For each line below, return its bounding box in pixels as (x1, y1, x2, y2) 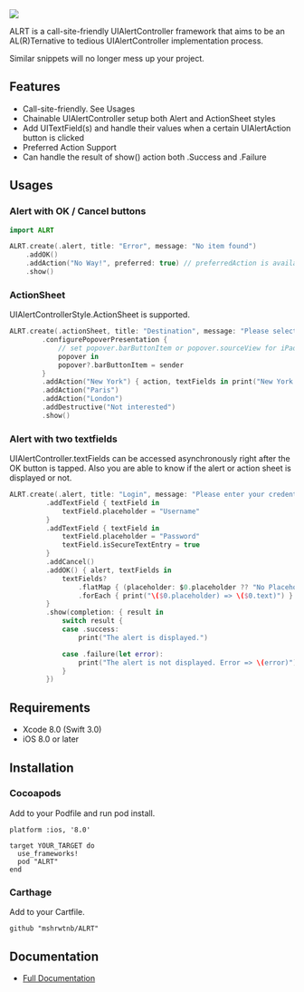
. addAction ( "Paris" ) (42, 385, 119, 395)
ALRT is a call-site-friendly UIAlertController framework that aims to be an (9, 26, 285, 36)
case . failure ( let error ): (62, 649, 165, 658)
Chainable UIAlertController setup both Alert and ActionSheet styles (22, 112, 276, 123)
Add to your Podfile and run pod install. (9, 807, 156, 819)
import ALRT (9, 226, 54, 235)
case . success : (62, 625, 119, 634)
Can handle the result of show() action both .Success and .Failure (22, 151, 267, 162)
